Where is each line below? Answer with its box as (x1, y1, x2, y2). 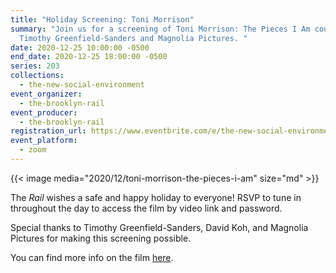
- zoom (19, 145, 47, 155)
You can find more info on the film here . (10, 251, 174, 263)
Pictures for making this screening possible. (10, 232, 192, 244)
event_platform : (10, 136, 78, 146)
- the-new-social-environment (19, 80, 145, 90)
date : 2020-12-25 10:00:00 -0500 (10, 42, 150, 53)
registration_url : (10, 126, 87, 136)
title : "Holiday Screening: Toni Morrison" (10, 14, 195, 25)
